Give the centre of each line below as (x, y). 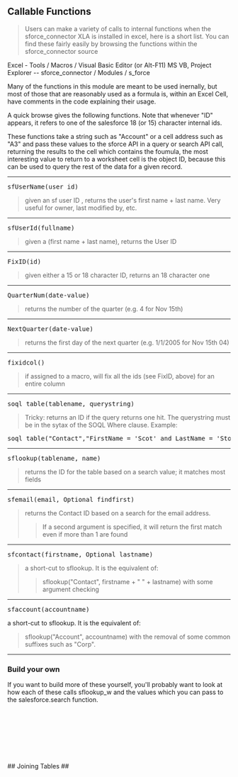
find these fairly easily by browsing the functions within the (111, 44)
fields (33, 479)
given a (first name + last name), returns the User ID (101, 241)
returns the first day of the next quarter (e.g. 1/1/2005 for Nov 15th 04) (127, 342)
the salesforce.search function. (53, 700)
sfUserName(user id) (43, 186)
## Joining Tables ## (38, 766)
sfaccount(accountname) (49, 609)
